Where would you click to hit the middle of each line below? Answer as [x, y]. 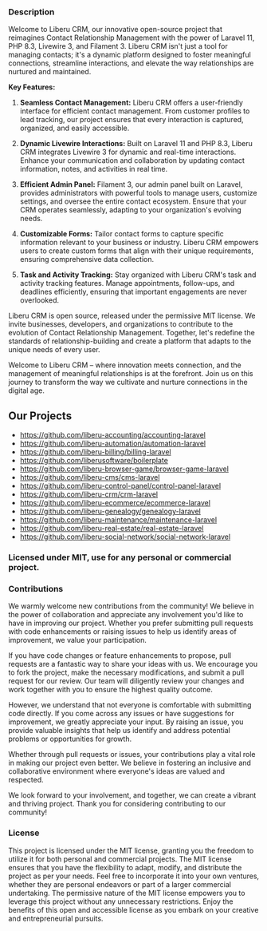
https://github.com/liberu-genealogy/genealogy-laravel [110, 511]
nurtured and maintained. [50, 72]
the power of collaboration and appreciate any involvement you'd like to [126, 615]
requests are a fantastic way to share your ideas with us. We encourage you [133, 664]
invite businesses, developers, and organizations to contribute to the [121, 324]
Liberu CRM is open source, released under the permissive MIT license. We [132, 316]
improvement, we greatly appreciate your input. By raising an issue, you [126, 722]
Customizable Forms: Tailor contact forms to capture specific [122, 234]
